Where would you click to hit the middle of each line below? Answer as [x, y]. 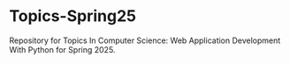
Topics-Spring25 [73, 16]
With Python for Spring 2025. [62, 49]
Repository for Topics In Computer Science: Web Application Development [145, 40]
